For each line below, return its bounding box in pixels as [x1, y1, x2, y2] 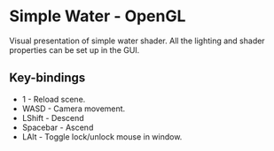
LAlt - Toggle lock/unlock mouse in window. [21, 131, 183, 142]
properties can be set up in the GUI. [9, 44, 140, 55]
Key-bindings [9, 71, 86, 86]
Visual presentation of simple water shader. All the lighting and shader [9, 35, 265, 46]
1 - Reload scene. [21, 94, 86, 104]
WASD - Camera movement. [21, 103, 126, 114]
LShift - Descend [21, 112, 84, 123]
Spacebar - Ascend [21, 122, 94, 132]
